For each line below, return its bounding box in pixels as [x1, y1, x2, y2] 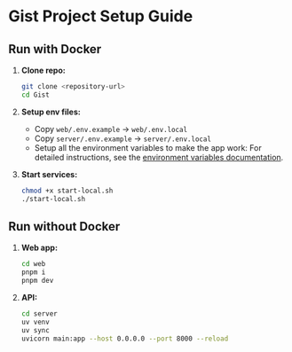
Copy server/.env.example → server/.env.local [34, 133, 212, 144]
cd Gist [20, 90, 50, 99]
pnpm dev [20, 277, 54, 286]
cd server [20, 309, 59, 318]
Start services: [20, 168, 78, 179]
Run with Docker [8, 42, 102, 57]
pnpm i [20, 268, 46, 277]
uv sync [20, 325, 50, 334]
